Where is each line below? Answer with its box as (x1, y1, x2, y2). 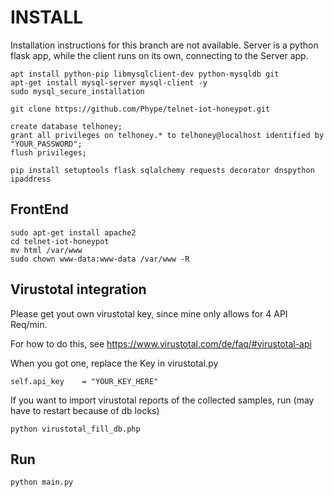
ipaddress (10, 174, 52, 184)
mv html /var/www (10, 245, 83, 255)
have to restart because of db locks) (10, 404, 160, 416)
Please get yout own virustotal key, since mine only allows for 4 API (10, 307, 288, 320)
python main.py (10, 477, 74, 488)
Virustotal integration (10, 281, 147, 298)
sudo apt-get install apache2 (10, 227, 137, 238)
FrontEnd (10, 201, 69, 218)
